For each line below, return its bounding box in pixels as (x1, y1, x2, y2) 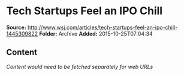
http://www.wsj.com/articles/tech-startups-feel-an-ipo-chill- (28, 24, 178, 31)
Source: (6, 24, 27, 31)
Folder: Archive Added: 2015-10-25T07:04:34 (38, 30, 153, 37)
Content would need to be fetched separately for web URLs (6, 63, 153, 70)
